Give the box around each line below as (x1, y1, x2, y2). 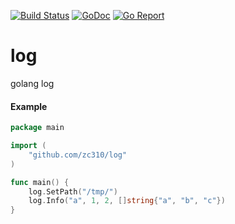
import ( (10, 141, 47, 151)
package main (10, 123, 65, 133)
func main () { (10, 177, 70, 187)
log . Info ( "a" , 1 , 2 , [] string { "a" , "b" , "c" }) (28, 196, 226, 206)
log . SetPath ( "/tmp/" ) (28, 186, 118, 197)
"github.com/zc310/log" (28, 150, 128, 160)
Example (10, 100, 48, 112)
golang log (10, 77, 55, 89)
